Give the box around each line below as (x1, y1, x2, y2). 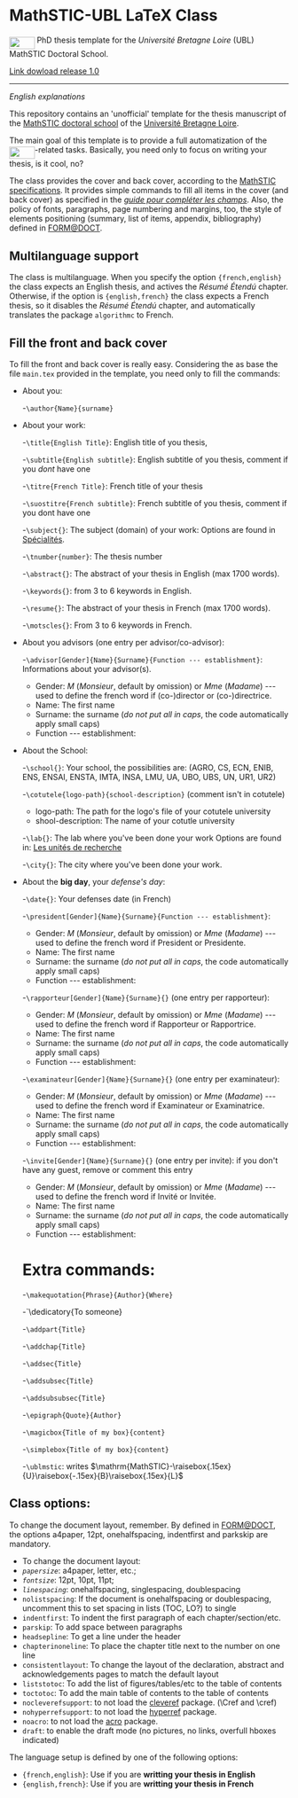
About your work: (21, 420, 86, 430)
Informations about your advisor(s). (21, 664, 153, 674)
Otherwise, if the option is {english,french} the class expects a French (9, 291, 270, 301)
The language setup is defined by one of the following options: (9, 1752, 239, 1763)
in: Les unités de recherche (21, 842, 122, 852)
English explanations (9, 91, 86, 102)
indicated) (21, 1734, 59, 1745)
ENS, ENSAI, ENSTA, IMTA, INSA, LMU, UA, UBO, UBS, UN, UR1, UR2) (21, 772, 277, 782)
